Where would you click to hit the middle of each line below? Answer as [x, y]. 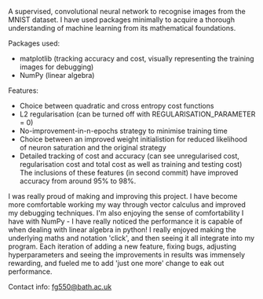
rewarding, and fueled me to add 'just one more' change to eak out [116, 263]
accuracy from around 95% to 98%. [78, 181]
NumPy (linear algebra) [57, 75]
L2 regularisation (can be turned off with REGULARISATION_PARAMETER [137, 114]
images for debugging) [57, 67]
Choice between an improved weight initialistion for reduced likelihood [133, 139]
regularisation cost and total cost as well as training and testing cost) [131, 164]
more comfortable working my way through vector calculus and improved [127, 205]
